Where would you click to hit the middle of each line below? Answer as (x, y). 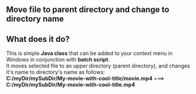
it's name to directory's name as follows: (56, 72)
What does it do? (38, 39)
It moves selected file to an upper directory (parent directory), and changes (98, 66)
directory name (35, 19)
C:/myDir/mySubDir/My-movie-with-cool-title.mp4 (70, 85)
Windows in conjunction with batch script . (58, 60)
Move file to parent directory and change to (88, 10)
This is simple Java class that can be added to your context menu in (89, 53)
